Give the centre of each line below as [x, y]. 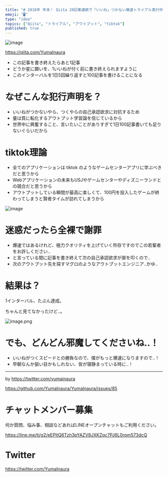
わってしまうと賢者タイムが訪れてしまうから [58, 199]
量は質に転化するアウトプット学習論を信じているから [67, 118]
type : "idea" [19, 19]
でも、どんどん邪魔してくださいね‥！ [82, 343]
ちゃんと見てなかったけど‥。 [35, 311]
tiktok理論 [26, 153]
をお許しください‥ [31, 251]
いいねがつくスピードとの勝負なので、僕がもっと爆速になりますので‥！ [86, 358]
